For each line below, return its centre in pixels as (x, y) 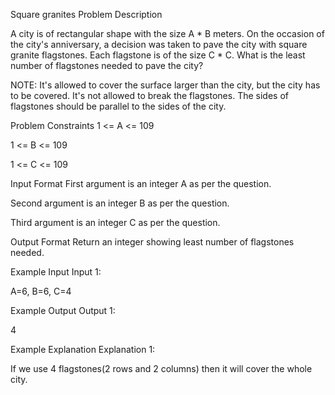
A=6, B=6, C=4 (41, 291)
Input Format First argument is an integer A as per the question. (141, 183)
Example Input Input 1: (56, 272)
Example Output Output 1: (63, 310)
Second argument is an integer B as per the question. (120, 203)
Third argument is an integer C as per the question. (115, 222)
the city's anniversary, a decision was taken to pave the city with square (159, 44)
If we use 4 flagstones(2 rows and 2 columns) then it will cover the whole (161, 368)
